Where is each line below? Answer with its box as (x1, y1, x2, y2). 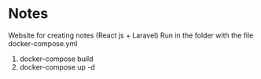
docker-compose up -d (19, 62, 96, 71)
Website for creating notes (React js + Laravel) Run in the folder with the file (8, 31, 254, 40)
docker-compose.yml (8, 38, 78, 48)
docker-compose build (19, 54, 94, 63)
